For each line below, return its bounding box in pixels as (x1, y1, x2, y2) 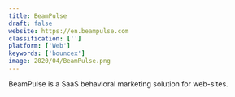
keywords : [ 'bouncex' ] (8, 49, 85, 57)
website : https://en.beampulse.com (8, 27, 129, 35)
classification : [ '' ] (8, 34, 82, 43)
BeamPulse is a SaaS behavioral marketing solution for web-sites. (8, 78, 229, 89)
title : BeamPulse (8, 11, 67, 20)
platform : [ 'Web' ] (8, 42, 71, 50)
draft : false (8, 19, 53, 27)
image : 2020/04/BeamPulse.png (8, 57, 111, 65)
